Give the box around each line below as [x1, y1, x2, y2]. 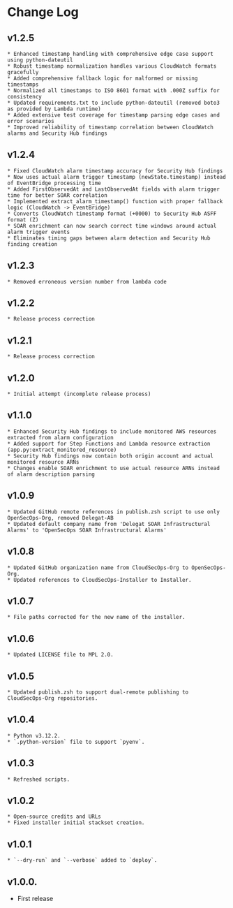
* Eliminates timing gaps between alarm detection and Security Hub [7, 235, 211, 242]
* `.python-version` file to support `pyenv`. [7, 738, 145, 745]
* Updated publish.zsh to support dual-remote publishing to [7, 689, 189, 696]
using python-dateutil [7, 57, 73, 64]
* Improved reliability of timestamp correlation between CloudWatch [7, 124, 214, 131]
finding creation [7, 240, 58, 248]
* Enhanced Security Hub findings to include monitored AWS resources [7, 427, 217, 435]
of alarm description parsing [7, 471, 96, 478]
